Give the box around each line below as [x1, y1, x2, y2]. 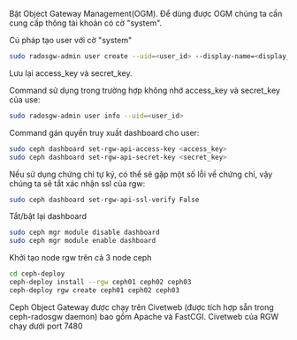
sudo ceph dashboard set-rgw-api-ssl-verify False [9, 195, 200, 204]
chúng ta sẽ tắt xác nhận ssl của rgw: [9, 178, 146, 189]
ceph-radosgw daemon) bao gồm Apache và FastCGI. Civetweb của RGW [9, 311, 279, 321]
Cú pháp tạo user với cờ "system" [9, 35, 133, 45]
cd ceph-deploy [9, 269, 65, 278]
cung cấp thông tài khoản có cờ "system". [9, 18, 163, 28]
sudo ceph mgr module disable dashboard [9, 228, 161, 238]
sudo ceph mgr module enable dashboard [9, 237, 156, 246]
